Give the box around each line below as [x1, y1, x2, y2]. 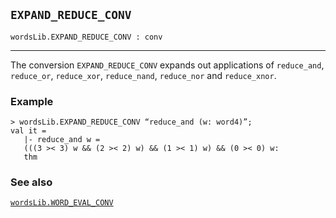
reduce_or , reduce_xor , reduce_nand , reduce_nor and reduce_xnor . [10, 69, 277, 81]
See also [10, 175, 53, 189]
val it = [10, 126, 47, 136]
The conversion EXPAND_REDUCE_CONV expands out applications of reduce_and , [10, 59, 325, 71]
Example [10, 94, 54, 108]
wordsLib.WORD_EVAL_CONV [10, 198, 114, 208]
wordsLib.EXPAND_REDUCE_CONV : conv [10, 32, 163, 42]
